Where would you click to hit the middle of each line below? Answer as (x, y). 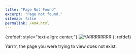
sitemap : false (21, 18)
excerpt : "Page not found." (34, 14)
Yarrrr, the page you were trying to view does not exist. (61, 46)
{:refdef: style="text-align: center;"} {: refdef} (68, 37)
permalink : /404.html (27, 23)
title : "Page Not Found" (31, 9)
